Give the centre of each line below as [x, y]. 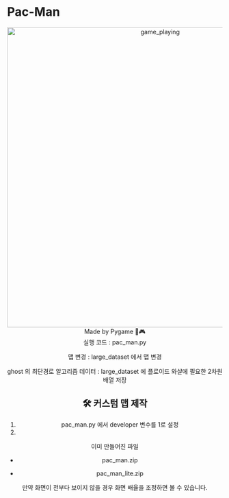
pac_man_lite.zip [120, 473]
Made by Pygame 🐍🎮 [115, 331]
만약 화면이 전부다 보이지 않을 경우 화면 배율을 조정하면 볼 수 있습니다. [115, 487]
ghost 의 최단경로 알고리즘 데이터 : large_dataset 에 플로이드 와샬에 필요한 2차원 [115, 371]
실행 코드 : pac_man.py [115, 342]
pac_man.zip [120, 460]
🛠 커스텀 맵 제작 [115, 404]
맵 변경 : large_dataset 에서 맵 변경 [115, 357]
